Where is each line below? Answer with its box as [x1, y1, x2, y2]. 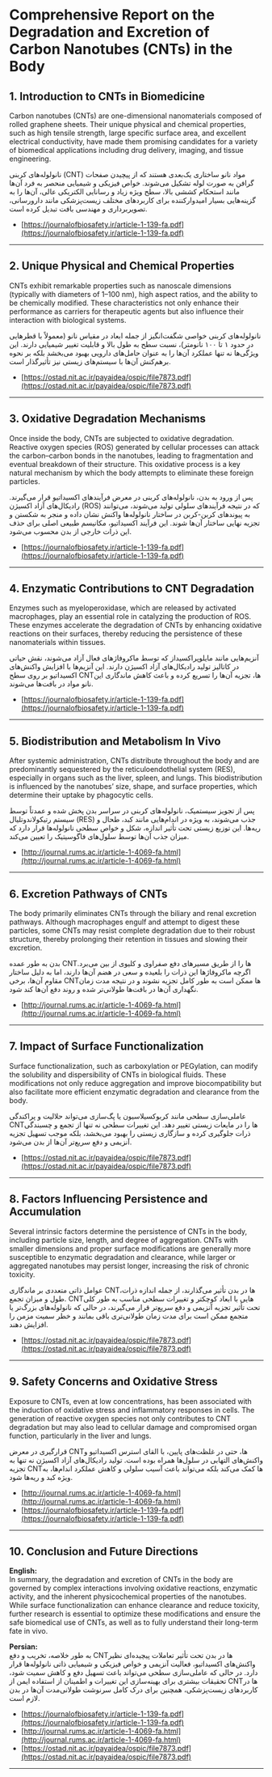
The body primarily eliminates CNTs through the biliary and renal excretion [9, 909, 257, 918]
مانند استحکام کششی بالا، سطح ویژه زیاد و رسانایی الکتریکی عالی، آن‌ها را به [9, 187, 241, 196]
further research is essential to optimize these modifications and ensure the [9, 1609, 261, 1619]
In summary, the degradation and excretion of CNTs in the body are [9, 1575, 233, 1584]
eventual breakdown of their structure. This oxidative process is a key [9, 459, 241, 469]
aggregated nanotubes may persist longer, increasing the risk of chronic [9, 1261, 249, 1270]
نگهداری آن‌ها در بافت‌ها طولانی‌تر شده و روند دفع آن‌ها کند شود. [9, 985, 199, 995]
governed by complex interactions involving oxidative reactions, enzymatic [9, 1584, 257, 1593]
